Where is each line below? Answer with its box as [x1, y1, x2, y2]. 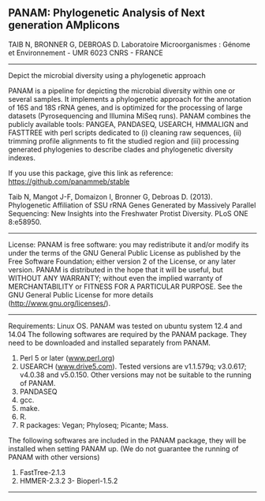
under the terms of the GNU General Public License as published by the [8, 248, 241, 257]
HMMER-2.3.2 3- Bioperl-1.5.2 [19, 476, 118, 485]
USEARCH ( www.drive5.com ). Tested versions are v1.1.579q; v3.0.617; [19, 361, 247, 371]
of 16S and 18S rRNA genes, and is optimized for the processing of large [8, 103, 243, 112]
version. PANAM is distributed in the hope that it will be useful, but [8, 264, 223, 275]
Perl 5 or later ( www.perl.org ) [19, 353, 115, 362]
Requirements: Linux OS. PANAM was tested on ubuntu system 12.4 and [8, 321, 243, 331]
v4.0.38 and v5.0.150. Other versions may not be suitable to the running [19, 370, 252, 379]
